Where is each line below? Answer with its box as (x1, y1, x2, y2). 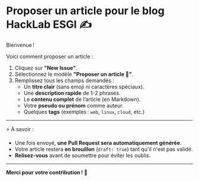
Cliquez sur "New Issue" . (14, 64, 78, 71)
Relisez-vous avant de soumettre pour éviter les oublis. (14, 152, 151, 159)
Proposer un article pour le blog (6, 4, 165, 18)
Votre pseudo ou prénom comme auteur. (23, 102, 124, 109)
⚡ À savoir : (6, 125, 34, 132)
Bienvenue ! (6, 41, 34, 48)
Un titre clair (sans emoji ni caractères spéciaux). (23, 83, 145, 90)
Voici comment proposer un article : (6, 53, 94, 60)
